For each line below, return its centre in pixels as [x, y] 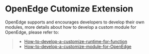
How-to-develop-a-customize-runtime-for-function [76, 41]
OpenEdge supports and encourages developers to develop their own [75, 22]
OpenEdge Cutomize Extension [69, 9]
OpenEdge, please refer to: [32, 32]
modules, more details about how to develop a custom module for [71, 27]
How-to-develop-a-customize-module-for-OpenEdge [78, 46]
